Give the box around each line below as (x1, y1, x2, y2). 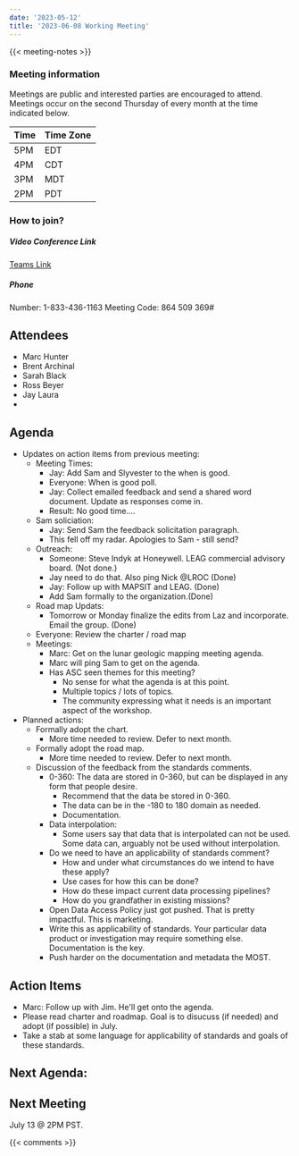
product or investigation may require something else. (48, 933, 244, 944)
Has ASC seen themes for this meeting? (48, 667, 196, 678)
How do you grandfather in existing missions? (62, 895, 230, 906)
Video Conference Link (9, 236, 96, 247)
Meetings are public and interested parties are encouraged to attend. (9, 89, 263, 99)
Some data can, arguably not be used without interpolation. (62, 838, 281, 849)
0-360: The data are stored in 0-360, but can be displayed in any (48, 772, 288, 782)
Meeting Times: (35, 458, 94, 469)
